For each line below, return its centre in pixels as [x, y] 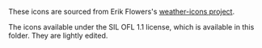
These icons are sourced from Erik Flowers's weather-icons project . [122, 12]
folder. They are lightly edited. [58, 36]
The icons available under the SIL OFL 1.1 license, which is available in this [131, 27]
